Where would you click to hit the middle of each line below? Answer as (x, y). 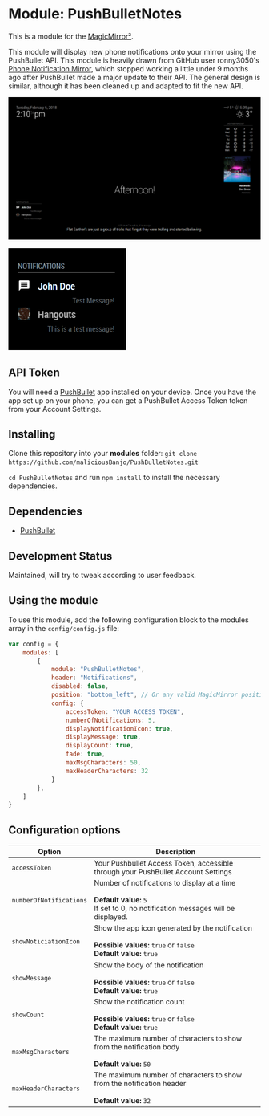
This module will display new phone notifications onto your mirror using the (132, 51)
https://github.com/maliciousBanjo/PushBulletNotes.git (103, 462)
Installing (32, 434)
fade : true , (85, 754)
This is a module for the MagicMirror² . (71, 36)
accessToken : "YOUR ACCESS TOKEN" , (124, 711)
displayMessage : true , (103, 737)
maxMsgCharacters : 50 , (103, 763)
